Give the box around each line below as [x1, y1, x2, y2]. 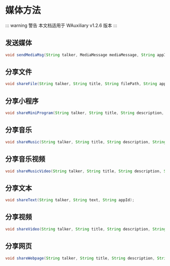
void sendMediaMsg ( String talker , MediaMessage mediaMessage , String [5, 52, 155, 57]
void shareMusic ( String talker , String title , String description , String [5, 139, 166, 144]
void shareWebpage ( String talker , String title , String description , [5, 255, 155, 261]
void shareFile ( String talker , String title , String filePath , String [5, 82, 157, 87]
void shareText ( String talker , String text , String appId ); [5, 198, 135, 203]
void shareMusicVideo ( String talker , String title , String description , [5, 168, 162, 174]
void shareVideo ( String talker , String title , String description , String [5, 226, 166, 232]
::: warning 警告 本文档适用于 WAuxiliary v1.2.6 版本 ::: [5, 22, 117, 28]
